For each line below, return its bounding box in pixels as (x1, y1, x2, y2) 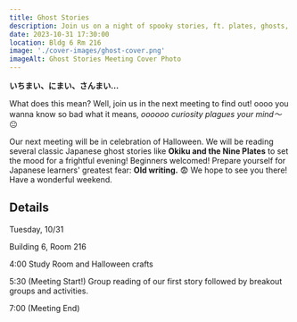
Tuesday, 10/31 (9, 224, 64, 234)
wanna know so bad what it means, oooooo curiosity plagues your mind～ (9, 109, 283, 119)
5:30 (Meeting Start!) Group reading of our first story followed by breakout (9, 275, 283, 286)
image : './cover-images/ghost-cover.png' (9, 47, 166, 55)
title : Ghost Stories (9, 13, 90, 22)
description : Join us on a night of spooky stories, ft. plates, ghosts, (9, 21, 290, 30)
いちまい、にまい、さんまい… (9, 80, 120, 90)
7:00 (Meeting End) (9, 302, 80, 313)
